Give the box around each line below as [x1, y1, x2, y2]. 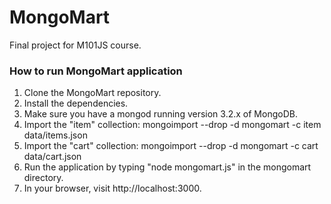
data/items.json [23, 129, 88, 141]
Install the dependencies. [23, 97, 129, 110]
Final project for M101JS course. [9, 39, 142, 51]
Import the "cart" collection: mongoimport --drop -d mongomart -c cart [23, 140, 319, 152]
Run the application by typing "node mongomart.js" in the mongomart [23, 161, 312, 173]
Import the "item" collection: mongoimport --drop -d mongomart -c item [23, 119, 322, 131]
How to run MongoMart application [9, 64, 183, 78]
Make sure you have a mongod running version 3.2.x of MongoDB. [23, 108, 298, 120]
